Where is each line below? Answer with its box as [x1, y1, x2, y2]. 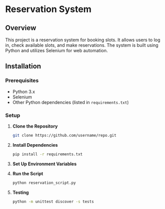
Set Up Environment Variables [12, 161, 77, 167]
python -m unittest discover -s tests [12, 199, 94, 204]
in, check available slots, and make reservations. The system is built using [5, 42, 158, 48]
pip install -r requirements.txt [12, 152, 83, 157]
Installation [5, 62, 41, 71]
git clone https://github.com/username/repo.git [12, 133, 117, 138]
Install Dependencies [12, 142, 58, 148]
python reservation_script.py [12, 180, 76, 185]
